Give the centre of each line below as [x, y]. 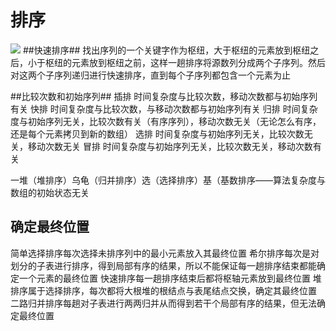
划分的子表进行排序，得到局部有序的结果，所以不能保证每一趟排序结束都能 [163, 265]
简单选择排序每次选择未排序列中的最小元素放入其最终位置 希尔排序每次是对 [165, 253]
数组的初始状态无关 [50, 192]
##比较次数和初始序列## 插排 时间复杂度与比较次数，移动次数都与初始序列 [164, 96]
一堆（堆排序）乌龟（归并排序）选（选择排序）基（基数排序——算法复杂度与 [168, 180]
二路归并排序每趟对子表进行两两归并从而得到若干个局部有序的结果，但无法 [163, 303]
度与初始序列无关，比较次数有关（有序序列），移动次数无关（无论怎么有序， [166, 121]
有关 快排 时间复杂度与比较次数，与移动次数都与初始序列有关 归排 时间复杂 [164, 108]
